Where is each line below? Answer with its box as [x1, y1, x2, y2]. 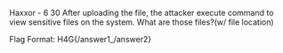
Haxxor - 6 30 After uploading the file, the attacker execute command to [9, 8, 274, 18]
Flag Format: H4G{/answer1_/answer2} [9, 34, 152, 44]
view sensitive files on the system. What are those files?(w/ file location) [9, 17, 274, 27]
